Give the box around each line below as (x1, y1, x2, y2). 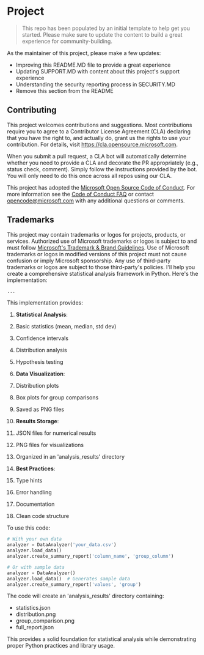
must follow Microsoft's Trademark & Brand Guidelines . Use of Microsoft (7, 243, 189, 251)
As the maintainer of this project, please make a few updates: (7, 49, 161, 56)
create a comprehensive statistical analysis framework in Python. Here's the (7, 270, 199, 277)
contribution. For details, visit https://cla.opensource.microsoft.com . (7, 141, 178, 148)
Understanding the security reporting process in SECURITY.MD (15, 81, 176, 88)
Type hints (15, 477, 43, 484)
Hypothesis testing (15, 358, 64, 366)
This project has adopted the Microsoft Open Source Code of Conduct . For (7, 183, 195, 191)
